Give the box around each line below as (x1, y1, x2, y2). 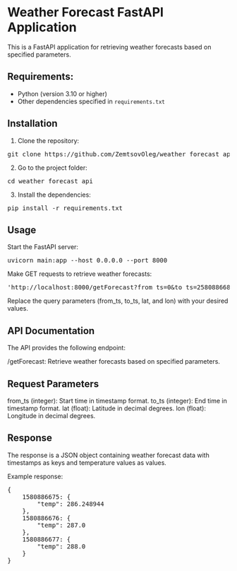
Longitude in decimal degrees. (7, 412, 96, 420)
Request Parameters (7, 378, 99, 390)
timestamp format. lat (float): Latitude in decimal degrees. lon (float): (7, 404, 207, 413)
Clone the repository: (17, 136, 80, 145)
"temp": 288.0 (37, 542, 86, 550)
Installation (7, 117, 58, 129)
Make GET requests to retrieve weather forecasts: (7, 270, 152, 278)
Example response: (7, 472, 63, 480)
